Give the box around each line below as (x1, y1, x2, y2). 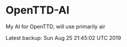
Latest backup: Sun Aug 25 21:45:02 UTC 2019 (5, 34, 121, 41)
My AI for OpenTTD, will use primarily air (5, 23, 105, 30)
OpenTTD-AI (5, 4, 69, 17)
